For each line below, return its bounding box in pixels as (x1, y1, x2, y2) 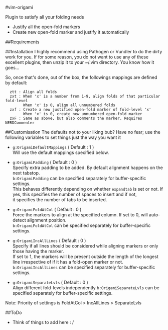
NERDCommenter (5, 120, 35, 125)
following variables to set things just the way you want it (5, 134, 121, 140)
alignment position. (27, 217, 67, 223)
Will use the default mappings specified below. (12, 149, 109, 155)
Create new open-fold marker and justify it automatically (12, 29, 129, 35)
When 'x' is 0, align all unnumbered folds (23, 103, 115, 108)
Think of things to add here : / (12, 319, 74, 325)
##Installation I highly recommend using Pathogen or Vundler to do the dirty (5, 49, 162, 54)
